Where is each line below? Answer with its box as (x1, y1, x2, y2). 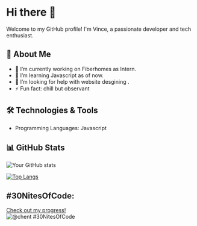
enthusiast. (6, 31, 34, 39)
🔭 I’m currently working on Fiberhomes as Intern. (14, 65, 137, 72)
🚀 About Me (6, 49, 51, 60)
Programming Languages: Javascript (14, 124, 107, 131)
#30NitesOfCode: (6, 190, 75, 201)
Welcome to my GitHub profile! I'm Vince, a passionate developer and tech (6, 25, 192, 33)
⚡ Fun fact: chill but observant (14, 84, 90, 92)
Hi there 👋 (6, 5, 56, 19)
